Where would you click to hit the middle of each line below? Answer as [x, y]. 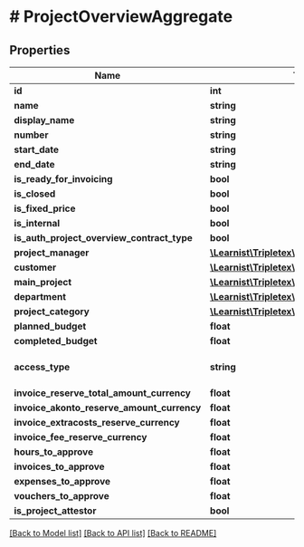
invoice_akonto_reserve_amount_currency [108, 408]
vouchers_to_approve [62, 496]
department [40, 297]
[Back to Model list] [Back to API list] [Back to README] [113, 533]
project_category [52, 312]
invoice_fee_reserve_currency [81, 437]
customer [35, 267]
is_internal [37, 223]
